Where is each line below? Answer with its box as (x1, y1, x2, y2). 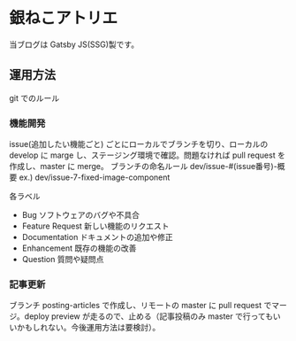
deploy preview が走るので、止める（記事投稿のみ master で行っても (24, 311, 274, 322)
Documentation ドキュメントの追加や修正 (21, 232, 174, 243)
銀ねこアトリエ (9, 8, 118, 28)
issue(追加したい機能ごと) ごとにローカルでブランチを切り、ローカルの (9, 139, 269, 150)
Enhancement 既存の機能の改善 (21, 243, 137, 253)
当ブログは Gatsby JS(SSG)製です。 (9, 39, 140, 50)
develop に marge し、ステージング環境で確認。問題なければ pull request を (9, 150, 285, 160)
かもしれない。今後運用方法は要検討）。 (16, 322, 161, 333)
